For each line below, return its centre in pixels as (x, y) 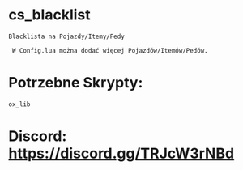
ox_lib (19, 104)
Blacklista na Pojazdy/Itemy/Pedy (67, 36)
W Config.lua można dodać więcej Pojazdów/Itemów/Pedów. (110, 50)
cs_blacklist (49, 15)
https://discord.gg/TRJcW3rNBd (122, 153)
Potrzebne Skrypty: (76, 83)
